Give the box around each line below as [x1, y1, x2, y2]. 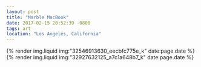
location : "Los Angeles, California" [6, 31, 102, 37]
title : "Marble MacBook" [6, 14, 69, 20]
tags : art [6, 25, 31, 32]
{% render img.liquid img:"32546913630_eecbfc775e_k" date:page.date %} [6, 47, 196, 54]
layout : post [6, 8, 39, 15]
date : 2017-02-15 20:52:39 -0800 [6, 20, 91, 26]
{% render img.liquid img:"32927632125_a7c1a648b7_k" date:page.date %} [6, 54, 194, 61]
